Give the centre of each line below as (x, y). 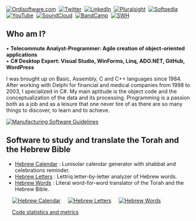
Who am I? (26, 34)
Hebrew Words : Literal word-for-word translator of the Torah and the (99, 182)
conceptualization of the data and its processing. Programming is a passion (98, 97)
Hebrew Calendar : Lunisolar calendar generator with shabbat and (95, 164)
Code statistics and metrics (45, 212)
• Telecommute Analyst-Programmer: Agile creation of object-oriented (96, 48)
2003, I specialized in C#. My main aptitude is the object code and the (91, 91)
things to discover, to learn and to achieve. (58, 110)
